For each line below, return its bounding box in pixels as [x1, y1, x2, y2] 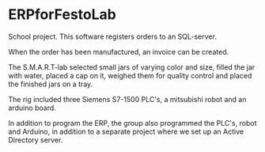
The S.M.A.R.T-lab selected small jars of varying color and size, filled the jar [8, 62, 256, 72]
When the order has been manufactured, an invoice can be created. [8, 47, 229, 56]
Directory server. [8, 135, 63, 144]
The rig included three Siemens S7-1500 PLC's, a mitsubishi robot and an [8, 94, 247, 104]
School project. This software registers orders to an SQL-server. [8, 32, 218, 41]
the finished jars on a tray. [8, 79, 93, 89]
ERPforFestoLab [8, 6, 116, 24]
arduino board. [8, 103, 57, 112]
